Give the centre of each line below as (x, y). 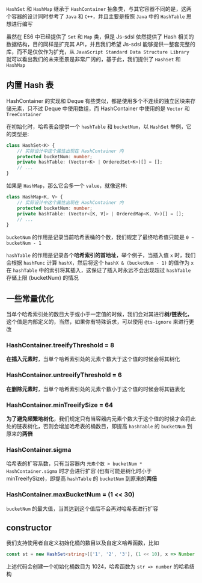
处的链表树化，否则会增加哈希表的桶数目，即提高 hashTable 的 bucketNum (96, 427)
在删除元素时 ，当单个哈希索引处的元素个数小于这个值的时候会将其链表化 (96, 389)
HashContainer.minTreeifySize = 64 (60, 405)
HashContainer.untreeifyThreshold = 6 (64, 375)
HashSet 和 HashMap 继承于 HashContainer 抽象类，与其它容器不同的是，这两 (99, 9)
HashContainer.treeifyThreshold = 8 (60, 345)
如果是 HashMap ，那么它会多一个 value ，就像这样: (67, 186)
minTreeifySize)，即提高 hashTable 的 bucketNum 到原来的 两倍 (82, 479)
